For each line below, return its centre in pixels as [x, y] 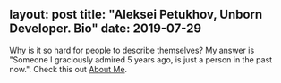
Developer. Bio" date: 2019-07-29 [106, 29]
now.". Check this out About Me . [68, 69]
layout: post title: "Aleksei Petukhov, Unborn [136, 15]
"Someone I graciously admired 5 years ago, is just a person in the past [141, 59]
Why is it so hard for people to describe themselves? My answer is [132, 50]
